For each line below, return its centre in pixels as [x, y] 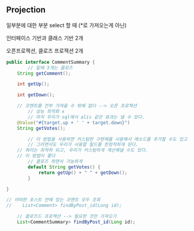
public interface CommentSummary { [51, 62]
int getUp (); [33, 84]
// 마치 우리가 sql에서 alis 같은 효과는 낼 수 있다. [86, 117]
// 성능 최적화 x [46, 112]
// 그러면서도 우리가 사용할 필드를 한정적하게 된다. [83, 145]
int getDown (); [36, 95]
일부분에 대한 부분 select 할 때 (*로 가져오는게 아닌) [67, 25]
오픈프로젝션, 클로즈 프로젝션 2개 [45, 51]
